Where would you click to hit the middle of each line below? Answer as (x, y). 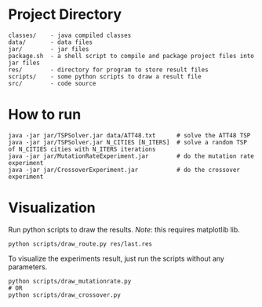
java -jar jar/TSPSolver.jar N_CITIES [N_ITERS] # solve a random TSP (127, 142)
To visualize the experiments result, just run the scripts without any (116, 258)
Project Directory (65, 15)
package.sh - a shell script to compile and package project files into (131, 56)
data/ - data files (50, 42)
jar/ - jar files (49, 49)
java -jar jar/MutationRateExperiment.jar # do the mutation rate (131, 156)
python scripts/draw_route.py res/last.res (80, 244)
